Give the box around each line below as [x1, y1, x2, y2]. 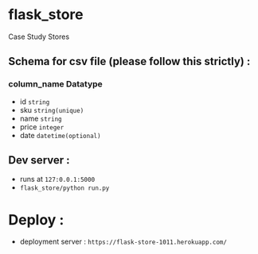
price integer [19, 121, 64, 132]
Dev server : [8, 153, 70, 167]
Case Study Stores [8, 32, 70, 41]
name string [19, 114, 62, 123]
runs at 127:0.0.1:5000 [19, 175, 96, 184]
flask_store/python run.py [19, 184, 110, 192]
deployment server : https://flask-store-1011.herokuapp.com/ [19, 237, 227, 247]
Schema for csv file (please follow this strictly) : [8, 55, 251, 68]
